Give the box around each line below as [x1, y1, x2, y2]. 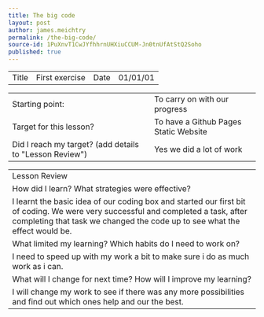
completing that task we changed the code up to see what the [12, 216, 240, 227]
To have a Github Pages [154, 116, 242, 127]
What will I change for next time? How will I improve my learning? [12, 274, 251, 284]
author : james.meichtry [8, 26, 86, 34]
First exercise [35, 72, 86, 83]
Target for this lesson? [12, 121, 94, 132]
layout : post [8, 19, 51, 27]
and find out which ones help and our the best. [12, 297, 184, 307]
